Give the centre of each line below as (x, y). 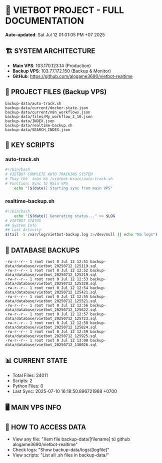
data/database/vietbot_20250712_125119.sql (51, 266)
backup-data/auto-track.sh (33, 103)
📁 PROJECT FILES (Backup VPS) (56, 92)
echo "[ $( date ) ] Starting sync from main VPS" (63, 188)
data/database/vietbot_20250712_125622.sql (51, 309)
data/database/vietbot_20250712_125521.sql (51, 301)
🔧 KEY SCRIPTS (30, 145)
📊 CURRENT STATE (36, 361)
